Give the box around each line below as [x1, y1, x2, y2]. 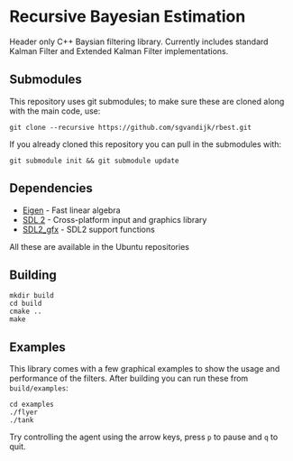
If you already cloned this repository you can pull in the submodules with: [9, 138, 282, 150]
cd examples [9, 400, 54, 410]
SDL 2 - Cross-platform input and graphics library [22, 214, 207, 225]
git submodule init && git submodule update [9, 156, 179, 165]
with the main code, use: [9, 106, 101, 116]
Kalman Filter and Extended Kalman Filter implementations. [9, 45, 229, 56]
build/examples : [9, 383, 69, 393]
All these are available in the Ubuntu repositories [9, 241, 189, 252]
